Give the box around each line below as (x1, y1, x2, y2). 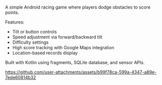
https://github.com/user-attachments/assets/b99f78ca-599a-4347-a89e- (5, 69, 157, 75)
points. (5, 9, 19, 15)
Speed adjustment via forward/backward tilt (12, 34, 103, 40)
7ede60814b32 (5, 75, 36, 80)
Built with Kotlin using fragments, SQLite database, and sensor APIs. (5, 60, 145, 65)
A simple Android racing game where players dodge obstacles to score (5, 4, 151, 10)
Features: (5, 19, 25, 25)
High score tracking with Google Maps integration (12, 45, 114, 50)
